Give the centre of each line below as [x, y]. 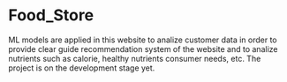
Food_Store [51, 15]
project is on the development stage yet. [82, 68]
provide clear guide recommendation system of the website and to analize [143, 48]
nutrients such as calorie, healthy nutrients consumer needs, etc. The [135, 58]
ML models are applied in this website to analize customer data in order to [143, 40]
